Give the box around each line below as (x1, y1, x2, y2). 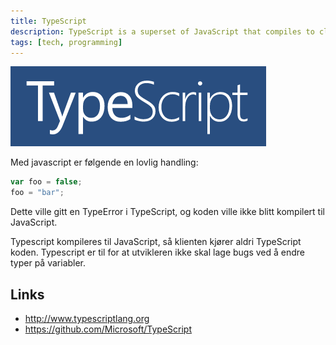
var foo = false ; (10, 177, 83, 187)
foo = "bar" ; (10, 188, 65, 198)
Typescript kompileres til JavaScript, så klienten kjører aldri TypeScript (10, 236, 302, 248)
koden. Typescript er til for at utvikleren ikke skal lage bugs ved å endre (10, 246, 306, 259)
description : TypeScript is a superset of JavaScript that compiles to (10, 26, 315, 37)
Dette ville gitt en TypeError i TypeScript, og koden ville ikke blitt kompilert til (10, 206, 325, 218)
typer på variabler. (10, 257, 87, 269)
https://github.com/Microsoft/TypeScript (24, 323, 193, 335)
